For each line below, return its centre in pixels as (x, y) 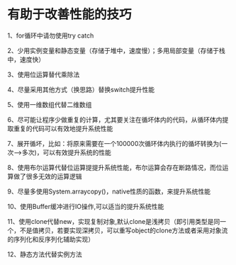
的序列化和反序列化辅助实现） (51, 239)
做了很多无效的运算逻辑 (47, 176)
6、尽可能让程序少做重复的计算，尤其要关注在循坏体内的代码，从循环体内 (115, 119)
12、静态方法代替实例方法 (45, 254)
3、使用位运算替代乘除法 (44, 74)
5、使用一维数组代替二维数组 (50, 104)
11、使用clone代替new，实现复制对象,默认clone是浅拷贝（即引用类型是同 (114, 221)
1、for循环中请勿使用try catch (51, 35)
